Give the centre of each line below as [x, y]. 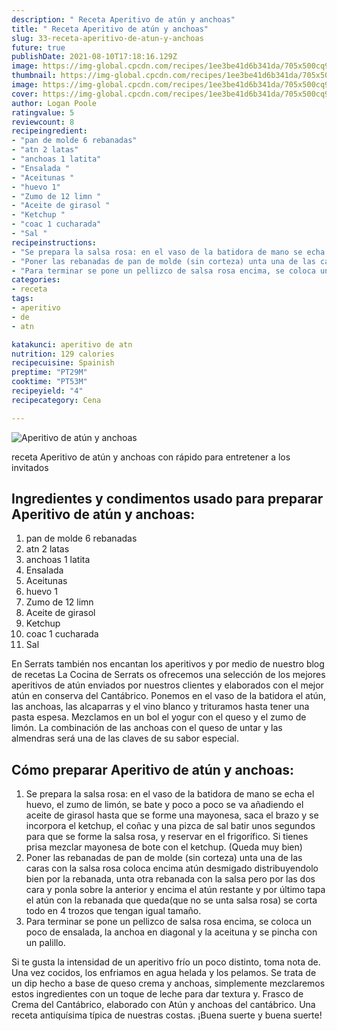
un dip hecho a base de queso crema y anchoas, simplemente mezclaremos [168, 983]
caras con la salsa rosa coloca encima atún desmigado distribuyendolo [172, 868]
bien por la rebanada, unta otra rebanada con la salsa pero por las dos [170, 879]
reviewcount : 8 [43, 122]
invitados [30, 467]
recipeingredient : [49, 131]
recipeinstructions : [54, 242]
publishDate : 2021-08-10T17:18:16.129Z [94, 57]
